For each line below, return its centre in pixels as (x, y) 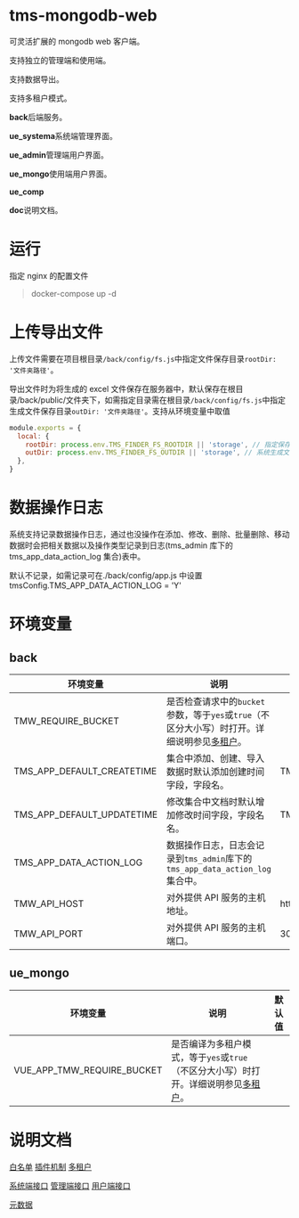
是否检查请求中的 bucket (215, 702)
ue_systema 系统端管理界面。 (64, 135)
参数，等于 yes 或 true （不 (218, 715)
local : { (33, 436)
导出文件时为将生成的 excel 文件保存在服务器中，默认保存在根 (122, 388)
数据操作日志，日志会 (211, 845)
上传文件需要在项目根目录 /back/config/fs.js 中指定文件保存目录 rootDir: (143, 358)
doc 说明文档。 (36, 209)
